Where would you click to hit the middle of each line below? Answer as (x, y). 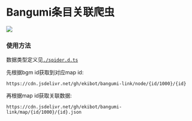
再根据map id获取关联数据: (39, 96)
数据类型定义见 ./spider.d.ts (42, 60)
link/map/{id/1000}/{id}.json (44, 112)
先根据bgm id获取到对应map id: (45, 72)
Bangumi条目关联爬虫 (61, 12)
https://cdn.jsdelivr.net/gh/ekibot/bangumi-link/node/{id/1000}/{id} (96, 84)
